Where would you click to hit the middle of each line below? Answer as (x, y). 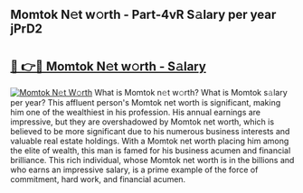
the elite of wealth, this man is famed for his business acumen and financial (151, 151)
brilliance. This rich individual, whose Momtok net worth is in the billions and (152, 160)
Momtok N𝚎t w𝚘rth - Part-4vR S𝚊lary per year (143, 15)
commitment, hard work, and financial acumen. (98, 179)
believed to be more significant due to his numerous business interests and (150, 131)
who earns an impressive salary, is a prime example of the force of (134, 170)
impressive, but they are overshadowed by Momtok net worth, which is (142, 122)
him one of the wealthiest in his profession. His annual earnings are (136, 112)
